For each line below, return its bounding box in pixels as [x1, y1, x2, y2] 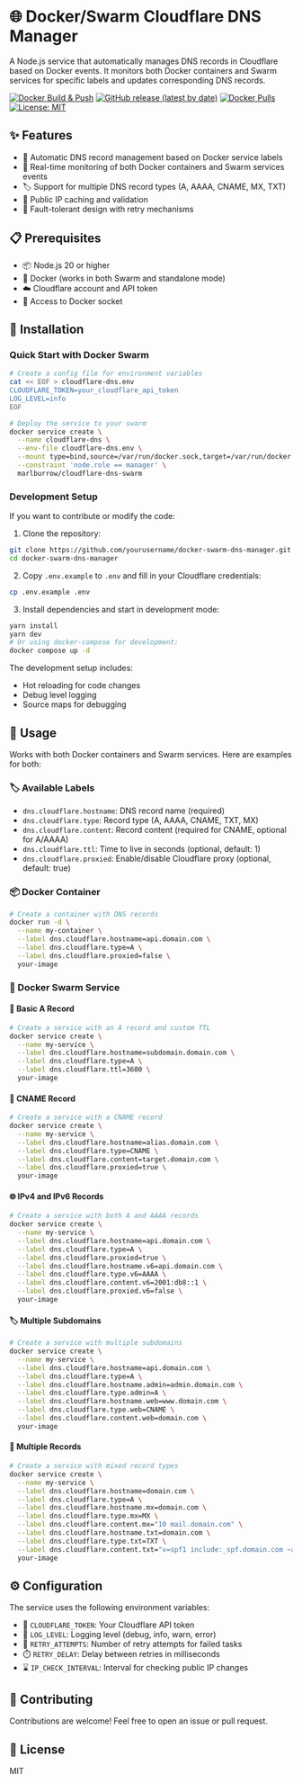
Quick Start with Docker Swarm [9, 348, 150, 361]
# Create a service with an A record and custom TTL [9, 1023, 211, 1032]
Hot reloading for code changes [22, 680, 141, 691]
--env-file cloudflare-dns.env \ [17, 444, 143, 453]
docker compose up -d [9, 646, 91, 656]
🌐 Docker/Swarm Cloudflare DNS [9, 6, 262, 27]
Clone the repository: [22, 528, 102, 539]
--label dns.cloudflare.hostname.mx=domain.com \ [17, 1503, 207, 1512]
